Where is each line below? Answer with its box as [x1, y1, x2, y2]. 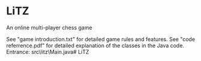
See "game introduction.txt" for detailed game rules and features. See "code [6, 35, 196, 42]
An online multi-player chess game [6, 24, 92, 31]
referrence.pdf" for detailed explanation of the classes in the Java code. [6, 42, 185, 49]
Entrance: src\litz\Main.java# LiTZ [6, 48, 89, 55]
